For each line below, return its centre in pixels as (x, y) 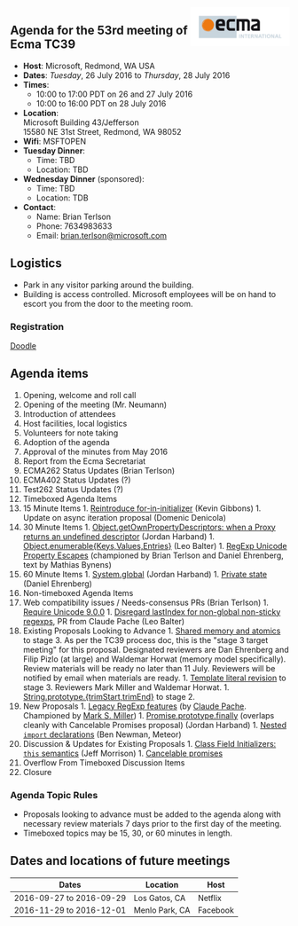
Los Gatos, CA (160, 898)
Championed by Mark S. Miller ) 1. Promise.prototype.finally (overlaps (149, 715)
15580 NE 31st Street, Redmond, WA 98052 (102, 131)
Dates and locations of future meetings (120, 861)
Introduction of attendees (69, 413)
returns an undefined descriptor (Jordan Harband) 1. (119, 536)
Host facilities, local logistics (75, 423)
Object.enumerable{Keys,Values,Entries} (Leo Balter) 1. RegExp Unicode (155, 545)
